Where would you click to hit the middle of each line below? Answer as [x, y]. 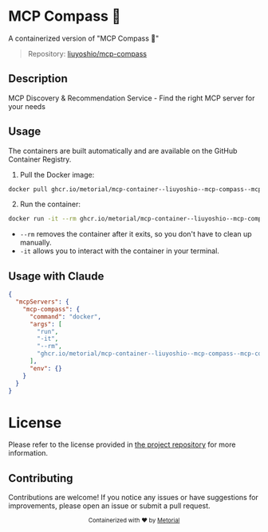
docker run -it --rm [43, 219]
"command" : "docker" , [65, 317]
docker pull [28, 189]
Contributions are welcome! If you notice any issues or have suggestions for [134, 498]
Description [38, 79]
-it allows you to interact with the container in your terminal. [119, 251]
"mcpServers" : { [42, 302]
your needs [27, 106]
